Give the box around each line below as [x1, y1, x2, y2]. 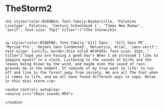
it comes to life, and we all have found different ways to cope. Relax [5, 74, 156, 79]
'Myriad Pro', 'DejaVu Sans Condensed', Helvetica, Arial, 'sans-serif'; [5, 44, 159, 49]
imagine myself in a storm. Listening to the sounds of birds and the [5, 57, 152, 62]
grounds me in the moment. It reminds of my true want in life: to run [5, 66, 154, 71]
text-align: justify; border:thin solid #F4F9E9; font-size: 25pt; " [5, 49, 150, 54]
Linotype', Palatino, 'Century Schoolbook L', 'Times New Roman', [5, 23, 143, 28]
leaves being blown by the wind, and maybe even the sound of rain [5, 61, 145, 66]
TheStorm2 [5, 3, 52, 14]
